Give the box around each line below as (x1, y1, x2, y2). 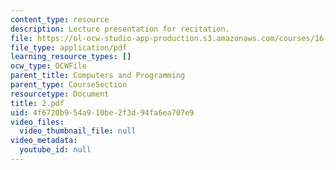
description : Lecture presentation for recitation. (10, 24, 230, 34)
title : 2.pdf (10, 98, 65, 108)
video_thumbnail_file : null (19, 126, 137, 136)
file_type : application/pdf (10, 42, 128, 53)
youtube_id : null (19, 145, 92, 155)
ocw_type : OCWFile (10, 61, 87, 71)
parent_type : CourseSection (10, 80, 128, 90)
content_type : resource (10, 14, 110, 25)
